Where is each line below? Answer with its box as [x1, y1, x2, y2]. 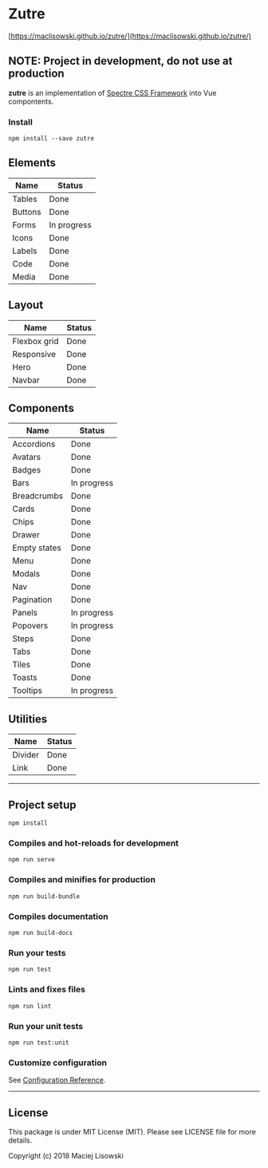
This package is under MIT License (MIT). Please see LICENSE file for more [8, 1127, 257, 1136]
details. [8, 1135, 33, 1145]
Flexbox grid [12, 335, 59, 346]
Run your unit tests [8, 1020, 84, 1031]
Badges [12, 465, 41, 476]
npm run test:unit [8, 1039, 69, 1047]
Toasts [12, 672, 37, 683]
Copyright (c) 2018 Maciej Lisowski [8, 1151, 124, 1160]
